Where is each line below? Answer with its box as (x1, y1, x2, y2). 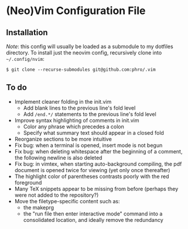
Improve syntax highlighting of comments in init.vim (14, 117, 139, 124)
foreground (14, 179, 42, 186)
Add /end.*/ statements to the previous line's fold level (23, 110, 156, 118)
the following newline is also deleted (14, 154, 102, 161)
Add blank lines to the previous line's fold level (23, 104, 136, 111)
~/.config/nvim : (6, 56, 45, 62)
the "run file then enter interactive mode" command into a (23, 210, 163, 217)
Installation (6, 28, 48, 37)
